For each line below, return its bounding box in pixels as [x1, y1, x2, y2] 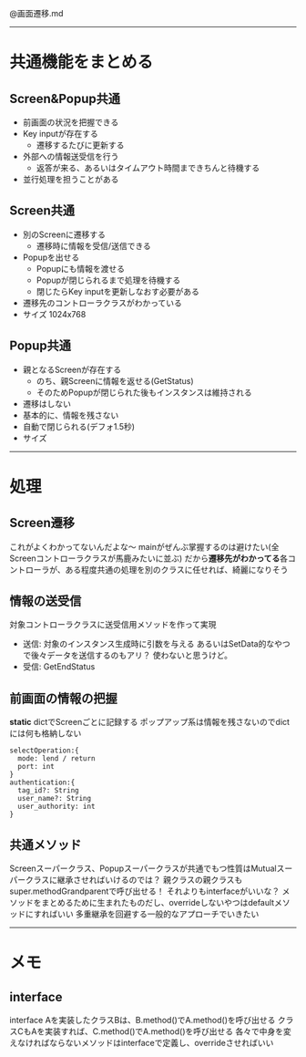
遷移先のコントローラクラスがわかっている [22, 297, 182, 308]
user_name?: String [17, 794, 92, 803]
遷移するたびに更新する [36, 140, 125, 150]
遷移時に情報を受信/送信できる [36, 240, 152, 251]
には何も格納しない [9, 728, 82, 739]
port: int [17, 762, 55, 772]
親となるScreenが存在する [22, 364, 121, 375]
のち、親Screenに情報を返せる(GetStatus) [36, 375, 194, 386]
